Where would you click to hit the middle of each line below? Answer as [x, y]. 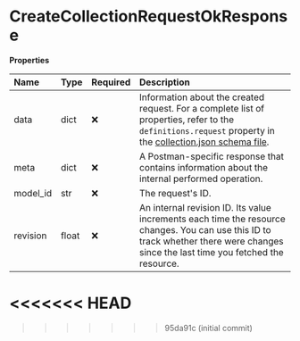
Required [111, 82]
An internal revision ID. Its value [206, 207]
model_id [33, 193]
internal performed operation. [201, 179]
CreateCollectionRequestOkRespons [149, 17]
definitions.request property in [207, 130]
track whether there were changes [212, 241]
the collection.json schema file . [204, 142]
